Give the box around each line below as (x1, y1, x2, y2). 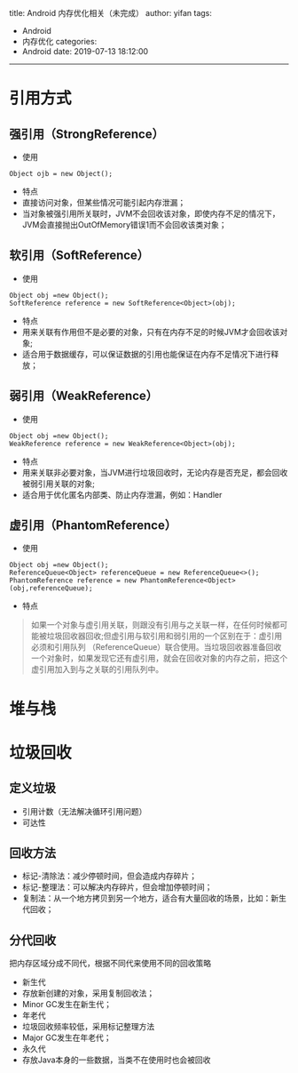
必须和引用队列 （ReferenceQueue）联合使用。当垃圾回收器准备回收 (30, 642, 282, 653)
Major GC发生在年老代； (21, 1032, 112, 1043)
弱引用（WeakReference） (9, 388, 158, 404)
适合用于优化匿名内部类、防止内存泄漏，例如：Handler (21, 489, 223, 500)
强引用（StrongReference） (9, 126, 164, 141)
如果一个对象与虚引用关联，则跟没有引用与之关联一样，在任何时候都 (30, 620, 280, 630)
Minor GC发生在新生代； (21, 999, 113, 1010)
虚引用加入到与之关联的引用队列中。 (30, 664, 164, 675)
